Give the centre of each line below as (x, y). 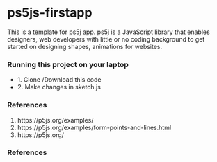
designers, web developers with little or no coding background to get (106, 39)
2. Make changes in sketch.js (59, 87)
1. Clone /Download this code (59, 80)
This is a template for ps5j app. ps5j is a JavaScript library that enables (108, 32)
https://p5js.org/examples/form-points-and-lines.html (94, 127)
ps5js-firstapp (50, 13)
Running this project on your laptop (68, 64)
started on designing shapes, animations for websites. (85, 46)
